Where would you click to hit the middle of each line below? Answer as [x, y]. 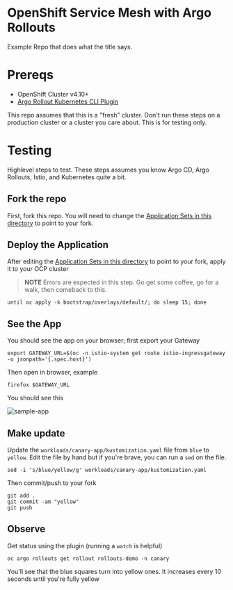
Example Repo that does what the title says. [70, 47]
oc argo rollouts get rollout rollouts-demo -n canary [88, 558]
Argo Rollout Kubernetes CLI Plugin [68, 101]
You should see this [35, 398]
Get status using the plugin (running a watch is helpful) [85, 546]
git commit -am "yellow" [43, 502]
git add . [22, 496]
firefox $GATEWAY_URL [39, 385]
